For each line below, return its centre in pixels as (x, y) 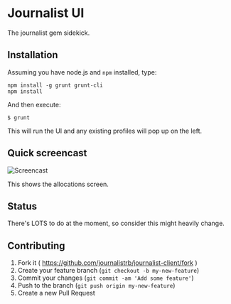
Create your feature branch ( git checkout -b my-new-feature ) (108, 271)
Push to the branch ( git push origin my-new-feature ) (96, 286)
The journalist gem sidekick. (49, 33)
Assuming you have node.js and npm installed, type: (82, 72)
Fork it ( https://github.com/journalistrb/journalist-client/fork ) (107, 263)
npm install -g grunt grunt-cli (55, 85)
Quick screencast (47, 153)
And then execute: (34, 104)
